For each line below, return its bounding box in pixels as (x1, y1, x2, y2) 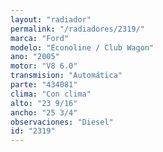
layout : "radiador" (10, 14, 92, 25)
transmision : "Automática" (10, 71, 123, 81)
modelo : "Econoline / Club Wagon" (10, 42, 155, 53)
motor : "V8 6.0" (10, 61, 78, 71)
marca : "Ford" (10, 33, 70, 43)
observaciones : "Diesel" (10, 117, 114, 127)
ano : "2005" (10, 52, 60, 62)
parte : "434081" (10, 80, 78, 90)
